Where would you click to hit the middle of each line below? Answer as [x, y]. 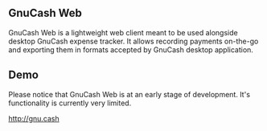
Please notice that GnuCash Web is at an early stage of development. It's [129, 94]
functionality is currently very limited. [70, 103]
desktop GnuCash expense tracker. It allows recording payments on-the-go [133, 41]
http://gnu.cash [34, 118]
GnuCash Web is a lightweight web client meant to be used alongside [123, 32]
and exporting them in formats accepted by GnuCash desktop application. [131, 49]
